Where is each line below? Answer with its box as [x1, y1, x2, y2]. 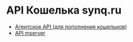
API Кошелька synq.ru [6, 4, 122, 17]
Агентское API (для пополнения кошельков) [14, 23, 127, 30]
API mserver [14, 29, 46, 36]
